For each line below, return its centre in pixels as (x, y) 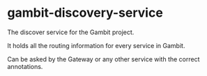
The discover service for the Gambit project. (71, 32)
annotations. (25, 66)
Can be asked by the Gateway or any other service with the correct (103, 59)
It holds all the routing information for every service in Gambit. (96, 45)
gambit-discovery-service (85, 13)
